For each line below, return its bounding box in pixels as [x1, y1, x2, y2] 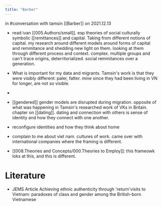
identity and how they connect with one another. [12, 114, 109, 120]
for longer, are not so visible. [12, 80, 70, 86]
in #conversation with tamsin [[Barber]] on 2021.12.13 [5, 20, 111, 26]
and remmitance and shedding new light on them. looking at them [12, 45, 144, 51]
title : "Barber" [5, 7, 38, 12]
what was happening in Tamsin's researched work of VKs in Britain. [12, 104, 147, 110]
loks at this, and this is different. [12, 153, 76, 159]
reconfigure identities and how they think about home [12, 124, 120, 130]
